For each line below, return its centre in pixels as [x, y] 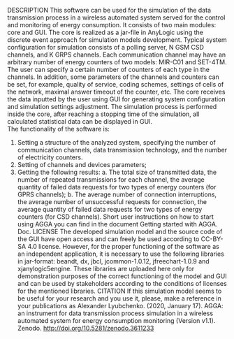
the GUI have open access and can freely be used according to [108, 239]
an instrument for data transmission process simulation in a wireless [115, 313]
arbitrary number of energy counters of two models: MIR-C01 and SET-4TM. [117, 62]
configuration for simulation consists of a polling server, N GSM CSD [106, 47]
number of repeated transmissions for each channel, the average [111, 180]
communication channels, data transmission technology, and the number [122, 150]
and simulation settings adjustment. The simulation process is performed [112, 107]
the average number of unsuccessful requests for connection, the [112, 202]
